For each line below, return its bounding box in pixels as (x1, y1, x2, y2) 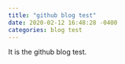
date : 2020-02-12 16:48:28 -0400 (8, 19, 118, 27)
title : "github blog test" (8, 11, 97, 20)
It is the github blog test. (8, 48, 87, 57)
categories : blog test (8, 26, 83, 34)
